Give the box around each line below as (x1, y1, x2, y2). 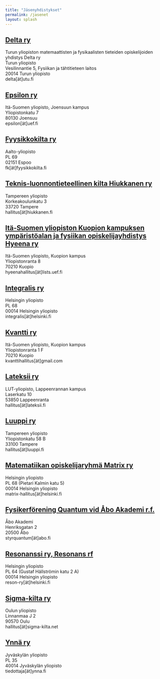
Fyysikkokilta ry (5, 135, 57, 144)
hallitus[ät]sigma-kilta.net (5, 623, 59, 629)
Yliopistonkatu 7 (5, 110, 39, 116)
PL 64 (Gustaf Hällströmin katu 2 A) (5, 568, 79, 575)
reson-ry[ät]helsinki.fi (5, 579, 50, 586)
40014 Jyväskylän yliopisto (5, 662, 62, 668)
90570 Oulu (5, 618, 30, 624)
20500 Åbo (5, 529, 29, 535)
